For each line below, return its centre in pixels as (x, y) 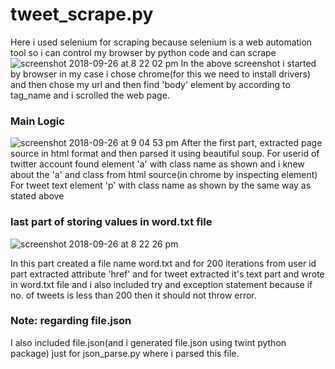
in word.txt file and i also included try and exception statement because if (161, 284)
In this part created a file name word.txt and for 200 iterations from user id (163, 263)
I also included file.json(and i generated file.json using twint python (148, 342)
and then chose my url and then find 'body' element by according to (150, 84)
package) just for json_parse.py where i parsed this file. (125, 353)
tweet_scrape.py (82, 14)
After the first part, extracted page (251, 143)
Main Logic (37, 121)
